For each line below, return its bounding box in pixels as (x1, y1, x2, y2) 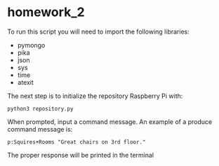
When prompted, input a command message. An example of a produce (7, 117, 213, 126)
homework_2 (7, 4, 86, 20)
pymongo (17, 41, 46, 49)
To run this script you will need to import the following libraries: (7, 27, 190, 36)
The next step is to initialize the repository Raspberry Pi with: (7, 92, 183, 100)
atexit (17, 78, 34, 86)
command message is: (7, 125, 73, 133)
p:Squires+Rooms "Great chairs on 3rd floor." (7, 138, 146, 146)
